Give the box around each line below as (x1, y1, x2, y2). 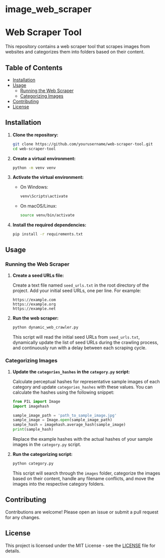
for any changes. (5, 514, 40, 520)
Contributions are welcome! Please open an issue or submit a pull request (5, 509, 159, 515)
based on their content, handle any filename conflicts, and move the (12, 475, 154, 481)
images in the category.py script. (12, 441, 82, 448)
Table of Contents (5, 63, 63, 72)
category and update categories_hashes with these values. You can (12, 384, 153, 390)
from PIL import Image (12, 399, 61, 404)
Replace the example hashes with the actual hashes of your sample (12, 436, 153, 442)
